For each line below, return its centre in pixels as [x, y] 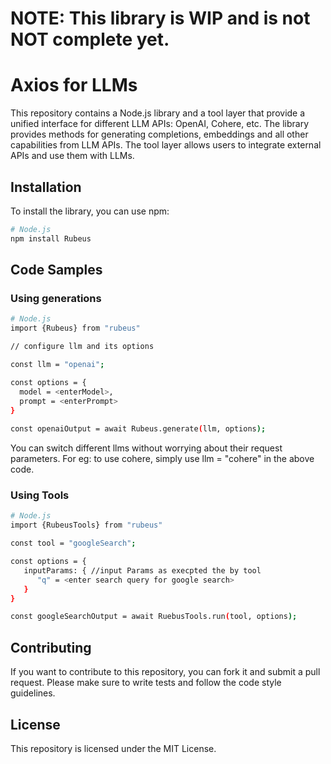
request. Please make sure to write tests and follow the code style [146, 683]
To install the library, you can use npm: [90, 211]
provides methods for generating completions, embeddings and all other [159, 134]
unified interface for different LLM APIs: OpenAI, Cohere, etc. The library [160, 124]
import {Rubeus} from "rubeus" [75, 328]
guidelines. [33, 693]
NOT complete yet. [90, 39]
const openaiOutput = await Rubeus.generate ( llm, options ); [138, 429]
